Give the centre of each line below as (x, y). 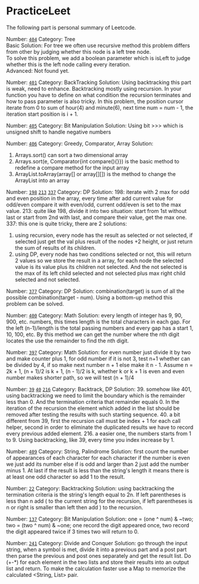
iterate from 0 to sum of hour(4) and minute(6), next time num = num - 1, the (100, 107)
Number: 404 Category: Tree (41, 39)
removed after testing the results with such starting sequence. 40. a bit (93, 414)
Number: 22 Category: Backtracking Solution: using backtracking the (90, 488)
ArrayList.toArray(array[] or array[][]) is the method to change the (95, 174)
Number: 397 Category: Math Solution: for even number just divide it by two (99, 352)
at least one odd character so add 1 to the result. (66, 477)
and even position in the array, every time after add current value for (90, 198)
